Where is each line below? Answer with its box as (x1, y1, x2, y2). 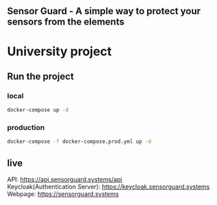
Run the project (7, 70, 74, 82)
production (7, 123, 45, 133)
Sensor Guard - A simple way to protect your (7, 5, 201, 17)
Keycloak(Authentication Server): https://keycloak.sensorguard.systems (7, 182, 210, 191)
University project (7, 44, 112, 59)
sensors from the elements (7, 16, 125, 28)
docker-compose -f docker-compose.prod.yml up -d (7, 138, 152, 146)
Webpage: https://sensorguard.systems (7, 190, 119, 198)
